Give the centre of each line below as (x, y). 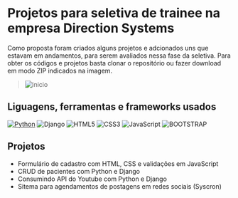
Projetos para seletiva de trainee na (114, 13)
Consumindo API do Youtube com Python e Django (92, 179)
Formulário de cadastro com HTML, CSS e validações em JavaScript (118, 163)
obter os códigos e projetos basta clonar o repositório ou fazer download (114, 63)
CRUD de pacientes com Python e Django (79, 171)
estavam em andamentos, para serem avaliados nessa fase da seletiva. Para (119, 56)
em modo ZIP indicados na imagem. (60, 71)
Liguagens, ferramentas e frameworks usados (112, 107)
